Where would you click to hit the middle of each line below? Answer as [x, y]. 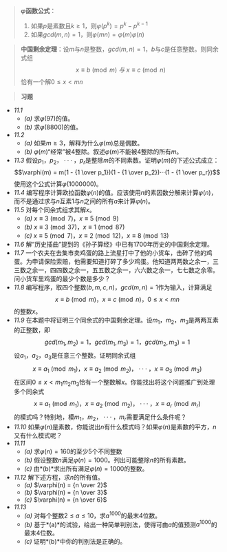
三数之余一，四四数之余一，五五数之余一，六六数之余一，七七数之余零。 [116, 270]
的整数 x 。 [28, 311]
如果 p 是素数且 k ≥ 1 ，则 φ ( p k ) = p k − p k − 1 [89, 25]
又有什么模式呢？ [38, 436]
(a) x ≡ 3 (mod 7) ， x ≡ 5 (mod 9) [71, 218]
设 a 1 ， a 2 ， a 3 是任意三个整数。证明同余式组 [75, 356]
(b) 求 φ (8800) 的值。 [53, 127]
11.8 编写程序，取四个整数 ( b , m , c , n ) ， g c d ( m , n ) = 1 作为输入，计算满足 [113, 287]
